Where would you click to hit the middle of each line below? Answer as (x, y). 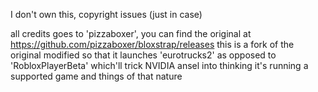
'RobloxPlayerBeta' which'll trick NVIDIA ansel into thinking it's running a (159, 65)
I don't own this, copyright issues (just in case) (106, 14)
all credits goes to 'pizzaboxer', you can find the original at (131, 33)
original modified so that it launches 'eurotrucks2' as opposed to (143, 55)
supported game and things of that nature (96, 76)
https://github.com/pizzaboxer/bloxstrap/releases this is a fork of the (152, 44)
